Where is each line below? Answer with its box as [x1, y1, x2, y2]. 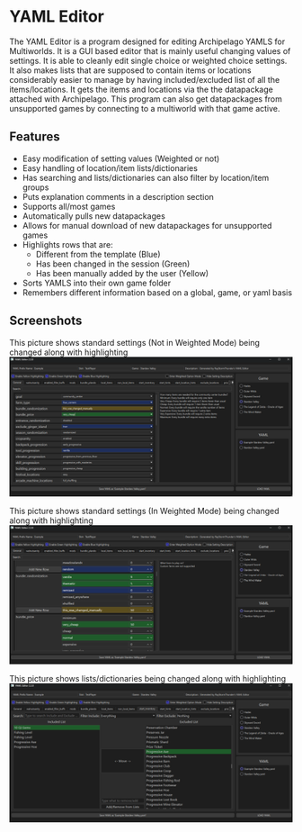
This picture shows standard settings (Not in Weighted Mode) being [9, 337, 261, 348]
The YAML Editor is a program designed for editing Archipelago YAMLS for [9, 36, 286, 47]
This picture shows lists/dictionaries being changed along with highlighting [9, 674, 287, 684]
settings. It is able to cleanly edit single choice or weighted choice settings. [9, 55, 288, 66]
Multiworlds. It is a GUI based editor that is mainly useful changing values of [9, 45, 291, 56]
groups [22, 182, 49, 193]
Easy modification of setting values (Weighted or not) [22, 153, 220, 164]
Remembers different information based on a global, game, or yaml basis [22, 286, 293, 298]
